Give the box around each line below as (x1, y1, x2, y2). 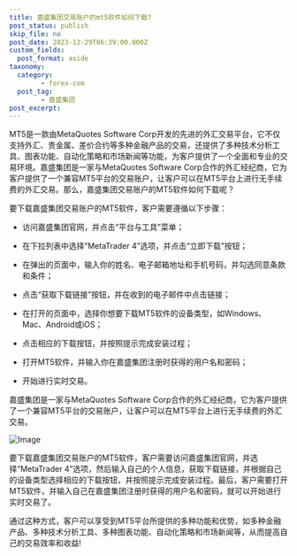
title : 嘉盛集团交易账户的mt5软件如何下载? (9, 12, 152, 22)
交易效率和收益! (24, 537, 82, 549)
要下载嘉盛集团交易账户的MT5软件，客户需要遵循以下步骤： (9, 203, 227, 213)
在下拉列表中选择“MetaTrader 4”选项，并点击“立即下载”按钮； (21, 241, 248, 251)
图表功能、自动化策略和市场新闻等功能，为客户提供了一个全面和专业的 (24, 151, 280, 162)
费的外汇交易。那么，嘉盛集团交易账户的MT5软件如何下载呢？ (9, 184, 235, 195)
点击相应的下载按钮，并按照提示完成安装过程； (21, 338, 193, 349)
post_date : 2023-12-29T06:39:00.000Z (9, 37, 148, 47)
